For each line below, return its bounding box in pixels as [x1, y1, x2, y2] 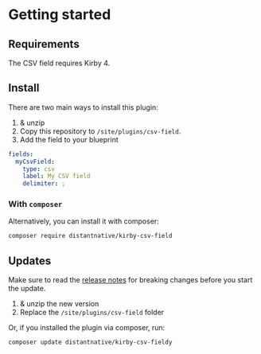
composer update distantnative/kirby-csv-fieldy [8, 338, 173, 347]
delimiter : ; [22, 180, 66, 188]
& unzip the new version [19, 299, 99, 309]
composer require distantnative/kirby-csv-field [8, 232, 173, 240]
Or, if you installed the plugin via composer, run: [8, 323, 166, 333]
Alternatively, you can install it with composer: [8, 216, 159, 226]
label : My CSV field [22, 173, 91, 181]
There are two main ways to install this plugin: [8, 102, 159, 112]
